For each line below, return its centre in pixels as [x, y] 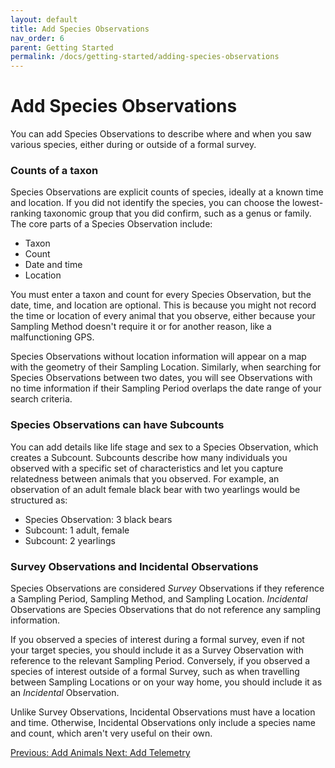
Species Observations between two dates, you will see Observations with [161, 378]
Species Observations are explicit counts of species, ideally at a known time [167, 192]
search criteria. [41, 399]
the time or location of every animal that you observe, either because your [163, 316]
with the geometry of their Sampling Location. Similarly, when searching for [166, 367]
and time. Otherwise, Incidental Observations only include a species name [163, 722]
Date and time [53, 265]
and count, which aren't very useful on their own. [111, 733]
